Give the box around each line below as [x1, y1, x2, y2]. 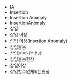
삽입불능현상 [9, 56, 35, 62]
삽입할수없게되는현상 [9, 69, 50, 74]
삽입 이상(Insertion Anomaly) [9, 38, 68, 44]
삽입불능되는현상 [9, 50, 42, 56]
